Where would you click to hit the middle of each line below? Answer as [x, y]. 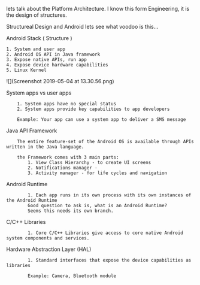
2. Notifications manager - [63, 168]
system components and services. [48, 238]
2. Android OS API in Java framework [53, 54]
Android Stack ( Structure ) [40, 38]
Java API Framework [32, 131]
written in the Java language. [45, 147]
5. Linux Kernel [26, 70]
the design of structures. [37, 15]
